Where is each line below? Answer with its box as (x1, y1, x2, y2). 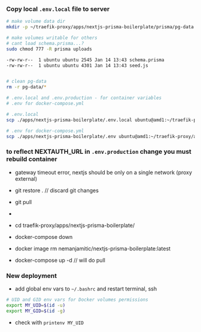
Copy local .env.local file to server (6, 5, 110, 13)
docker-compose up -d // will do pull (14, 256, 106, 264)
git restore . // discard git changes (14, 187, 99, 194)
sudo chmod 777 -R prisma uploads (6, 46, 93, 52)
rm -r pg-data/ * (6, 84, 47, 90)
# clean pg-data (6, 79, 47, 85)
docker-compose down (14, 233, 73, 240)
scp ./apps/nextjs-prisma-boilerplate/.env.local (6, 116, 133, 123)
